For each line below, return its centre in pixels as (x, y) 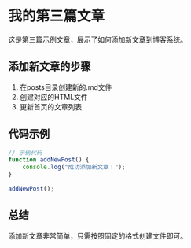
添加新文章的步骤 (50, 67)
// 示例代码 (26, 153)
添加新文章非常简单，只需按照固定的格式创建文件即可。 (97, 235)
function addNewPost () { (49, 160)
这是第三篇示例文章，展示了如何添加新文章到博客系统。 (97, 39)
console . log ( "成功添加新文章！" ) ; (74, 167)
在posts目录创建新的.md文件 (66, 87)
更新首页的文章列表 (51, 106)
